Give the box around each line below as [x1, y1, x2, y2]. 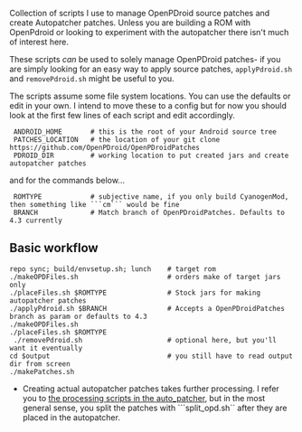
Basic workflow [9, 240, 99, 256]
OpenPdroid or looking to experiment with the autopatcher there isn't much [9, 27, 289, 37]
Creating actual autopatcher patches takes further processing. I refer [22, 383, 280, 394]
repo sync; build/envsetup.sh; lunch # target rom [9, 264, 217, 274]
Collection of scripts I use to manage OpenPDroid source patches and [9, 8, 270, 18]
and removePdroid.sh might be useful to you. [9, 73, 175, 84]
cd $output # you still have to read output [9, 352, 294, 361]
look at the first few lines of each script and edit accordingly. [9, 110, 235, 120]
